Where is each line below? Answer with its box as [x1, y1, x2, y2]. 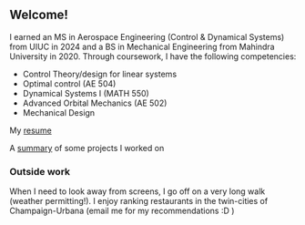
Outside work [9, 165, 71, 178]
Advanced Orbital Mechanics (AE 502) [22, 97, 168, 108]
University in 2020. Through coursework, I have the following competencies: [9, 50, 297, 62]
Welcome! [9, 7, 68, 23]
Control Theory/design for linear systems [22, 68, 178, 79]
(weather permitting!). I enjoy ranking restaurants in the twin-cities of [9, 196, 269, 207]
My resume [9, 125, 52, 136]
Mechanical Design [22, 107, 96, 118]
